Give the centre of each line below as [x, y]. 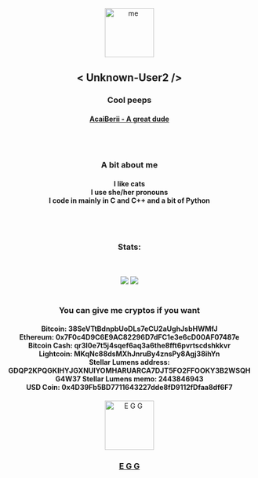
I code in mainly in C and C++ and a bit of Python [129, 200]
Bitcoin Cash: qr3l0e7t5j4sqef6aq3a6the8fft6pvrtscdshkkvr [129, 346]
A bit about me [129, 165]
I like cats [129, 184]
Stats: [129, 247]
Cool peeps [129, 100]
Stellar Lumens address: [129, 362]
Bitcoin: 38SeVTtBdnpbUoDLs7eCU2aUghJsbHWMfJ [129, 329]
